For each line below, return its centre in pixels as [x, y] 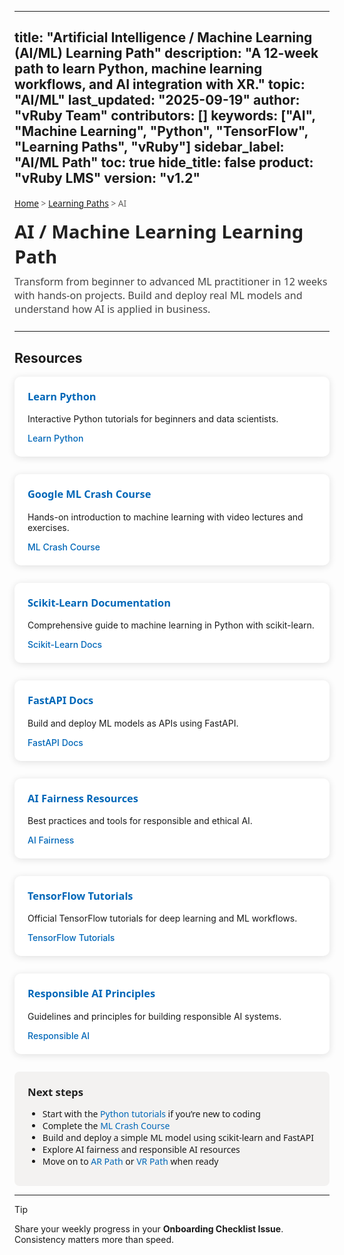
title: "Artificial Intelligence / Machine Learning [163, 37]
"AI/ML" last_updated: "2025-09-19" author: [157, 100]
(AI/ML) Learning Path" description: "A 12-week [166, 53]
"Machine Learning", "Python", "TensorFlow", [161, 131]
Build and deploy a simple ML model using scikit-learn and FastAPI [178, 1137]
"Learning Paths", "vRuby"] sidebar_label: [149, 147]
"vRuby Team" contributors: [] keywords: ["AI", [165, 116]
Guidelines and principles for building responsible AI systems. [154, 1016]
